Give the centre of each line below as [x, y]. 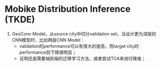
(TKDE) [20, 19]
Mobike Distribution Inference [68, 9]
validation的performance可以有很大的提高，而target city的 [79, 46]
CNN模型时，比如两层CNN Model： [48, 40]
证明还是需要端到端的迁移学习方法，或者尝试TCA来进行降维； [82, 58]
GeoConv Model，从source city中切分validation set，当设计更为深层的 [84, 33]
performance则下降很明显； [48, 52]
